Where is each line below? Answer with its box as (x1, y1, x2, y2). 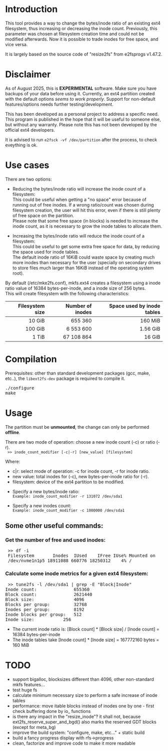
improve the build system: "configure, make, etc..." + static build (12, 729, 145, 735)
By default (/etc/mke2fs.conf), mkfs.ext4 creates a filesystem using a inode (5, 280, 161, 286)
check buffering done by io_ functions (12, 708, 91, 714)
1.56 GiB (139, 325, 160, 332)
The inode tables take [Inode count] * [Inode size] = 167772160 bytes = (12, 637, 159, 643)
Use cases (5, 159, 49, 171)
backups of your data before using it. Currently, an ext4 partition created (5, 90, 155, 96)
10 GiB (28, 317, 45, 324)
